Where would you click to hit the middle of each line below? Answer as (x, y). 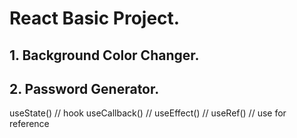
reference (29, 124)
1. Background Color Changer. (104, 55)
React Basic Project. (95, 18)
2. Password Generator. (84, 88)
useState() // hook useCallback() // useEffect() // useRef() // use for (148, 113)
